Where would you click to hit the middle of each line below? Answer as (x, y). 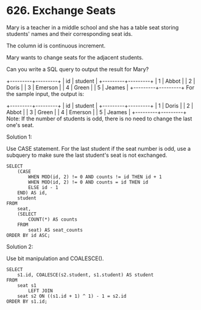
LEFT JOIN (41, 291)
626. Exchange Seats (61, 11)
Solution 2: (20, 246)
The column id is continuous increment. (56, 46)
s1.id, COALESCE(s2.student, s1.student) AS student (86, 275)
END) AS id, (32, 193)
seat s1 (27, 285)
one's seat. (20, 125)
